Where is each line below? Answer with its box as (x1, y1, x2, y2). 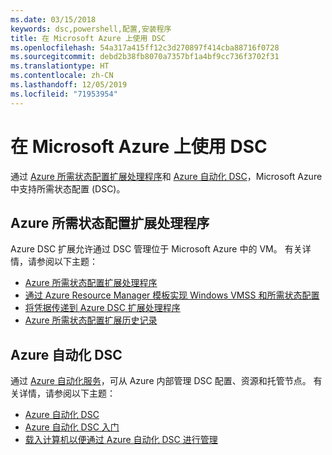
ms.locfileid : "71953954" (10, 89, 118, 99)
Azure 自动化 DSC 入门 (24, 421, 120, 433)
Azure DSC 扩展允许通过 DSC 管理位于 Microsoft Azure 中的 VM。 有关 (10, 243, 303, 255)
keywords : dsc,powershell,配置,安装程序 (10, 24, 172, 34)
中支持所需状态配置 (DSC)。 (10, 182, 126, 195)
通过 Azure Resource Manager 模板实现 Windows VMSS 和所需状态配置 (24, 289, 320, 301)
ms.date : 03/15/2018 (10, 14, 97, 25)
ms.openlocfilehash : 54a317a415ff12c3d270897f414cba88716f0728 (10, 42, 280, 53)
